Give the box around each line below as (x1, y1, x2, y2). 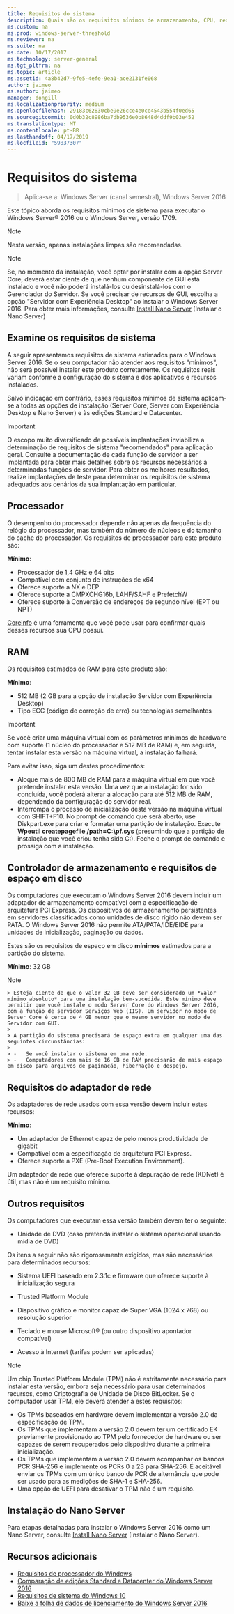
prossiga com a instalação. (17, 841, 95, 850)
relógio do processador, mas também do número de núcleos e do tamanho (7, 526, 221, 534)
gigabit (17, 1142, 38, 1150)
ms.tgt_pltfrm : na (7, 62, 61, 69)
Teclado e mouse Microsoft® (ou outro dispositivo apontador (17, 1326, 192, 1335)
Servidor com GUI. (7, 1020, 61, 1027)
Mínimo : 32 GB (7, 963, 51, 971)
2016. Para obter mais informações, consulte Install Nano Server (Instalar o (7, 304, 222, 313)
